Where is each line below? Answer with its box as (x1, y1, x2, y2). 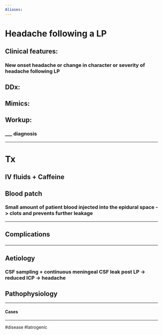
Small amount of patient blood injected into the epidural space (5, 204, 155, 211)
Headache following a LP (5, 28, 107, 39)
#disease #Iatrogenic (5, 324, 48, 330)
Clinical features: (5, 47, 58, 56)
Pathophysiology (5, 289, 58, 298)
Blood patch (5, 189, 43, 198)
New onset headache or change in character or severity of (5, 62, 146, 68)
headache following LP (5, 68, 60, 75)
